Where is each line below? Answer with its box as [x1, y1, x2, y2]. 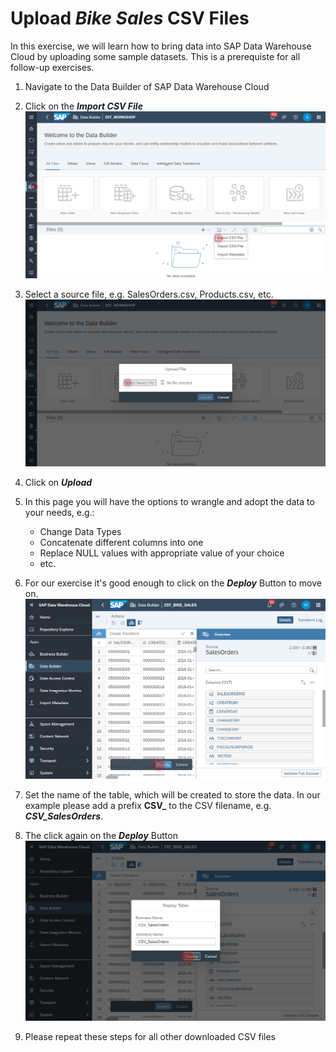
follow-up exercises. [10, 61, 95, 73]
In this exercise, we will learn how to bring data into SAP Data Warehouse [10, 40, 312, 52]
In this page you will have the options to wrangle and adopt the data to [24, 495, 315, 507]
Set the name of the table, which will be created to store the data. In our [24, 788, 321, 801]
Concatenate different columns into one [39, 536, 204, 548]
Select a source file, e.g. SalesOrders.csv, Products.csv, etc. [24, 288, 274, 300]
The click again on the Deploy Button [24, 829, 178, 841]
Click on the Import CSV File [24, 100, 143, 112]
